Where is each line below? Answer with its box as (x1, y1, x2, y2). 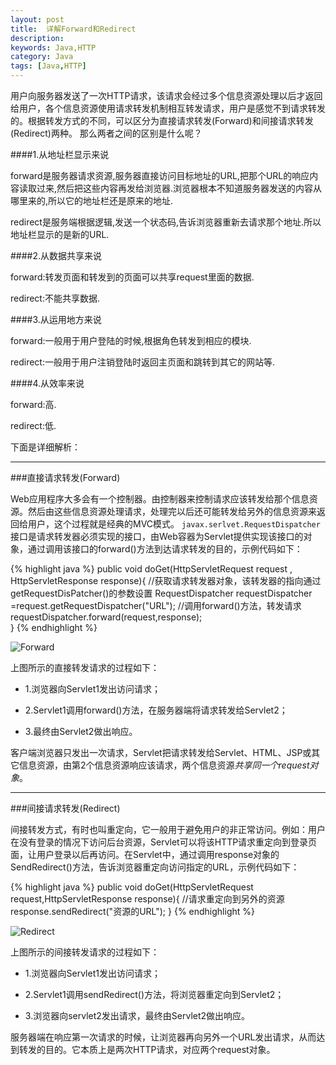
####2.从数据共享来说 (10, 250, 103, 261)
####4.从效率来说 (10, 377, 85, 389)
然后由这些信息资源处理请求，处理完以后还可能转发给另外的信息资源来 (27, 506, 317, 517)
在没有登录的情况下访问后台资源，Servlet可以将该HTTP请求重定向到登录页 (10, 836, 318, 848)
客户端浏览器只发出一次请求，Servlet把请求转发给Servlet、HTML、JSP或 (10, 747, 312, 758)
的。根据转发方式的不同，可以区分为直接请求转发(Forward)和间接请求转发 (10, 115, 314, 126)
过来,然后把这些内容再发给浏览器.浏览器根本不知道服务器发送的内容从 (36, 182, 323, 194)
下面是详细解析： (10, 441, 81, 453)
